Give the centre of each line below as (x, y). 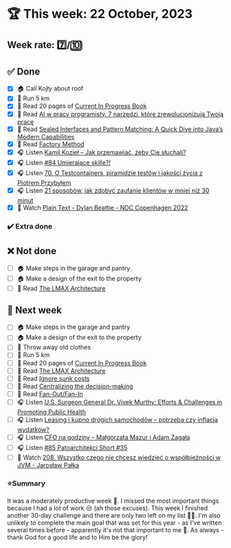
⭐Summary (26, 483)
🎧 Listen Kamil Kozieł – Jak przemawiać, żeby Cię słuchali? (101, 152)
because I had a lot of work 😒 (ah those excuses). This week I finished (108, 508)
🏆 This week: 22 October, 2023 (100, 14)
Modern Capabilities (46, 137)
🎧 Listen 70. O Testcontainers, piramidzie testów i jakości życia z (110, 172)
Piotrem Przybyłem (44, 183)
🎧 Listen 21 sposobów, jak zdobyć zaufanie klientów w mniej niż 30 (113, 190)
